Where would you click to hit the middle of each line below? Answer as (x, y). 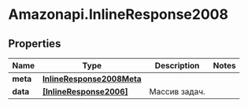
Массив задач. (178, 92)
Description (177, 66)
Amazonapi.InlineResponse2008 (118, 15)
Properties (35, 44)
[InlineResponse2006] (85, 92)
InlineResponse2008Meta (92, 79)
